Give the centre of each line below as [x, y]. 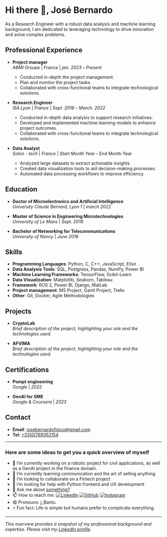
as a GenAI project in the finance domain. [55, 468]
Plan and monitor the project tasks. [56, 82]
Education [21, 189]
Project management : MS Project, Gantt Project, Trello [69, 290]
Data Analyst [26, 148]
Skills [14, 252]
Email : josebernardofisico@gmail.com [51, 429]
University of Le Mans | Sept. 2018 [48, 221]
